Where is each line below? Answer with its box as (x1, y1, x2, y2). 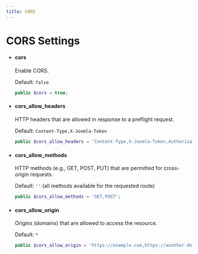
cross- (163, 165, 180, 172)
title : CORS (6, 8, 35, 15)
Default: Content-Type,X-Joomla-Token (14, 128, 108, 135)
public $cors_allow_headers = (14, 139, 90, 145)
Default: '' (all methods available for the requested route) (14, 183, 155, 190)
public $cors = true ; (14, 90, 69, 96)
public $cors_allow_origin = (14, 243, 87, 249)
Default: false (14, 79, 49, 86)
